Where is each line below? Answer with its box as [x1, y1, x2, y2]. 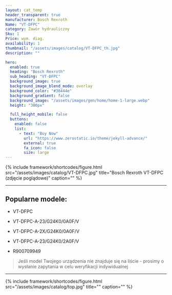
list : [14, 126, 27, 131]
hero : [5, 60, 17, 65]
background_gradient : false [10, 93, 70, 98]
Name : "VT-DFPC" [5, 22, 40, 27]
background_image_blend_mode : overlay [10, 84, 93, 89]
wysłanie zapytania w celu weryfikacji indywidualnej [17, 263, 128, 269]
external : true [24, 141, 56, 146]
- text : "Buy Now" [18, 131, 58, 136]
